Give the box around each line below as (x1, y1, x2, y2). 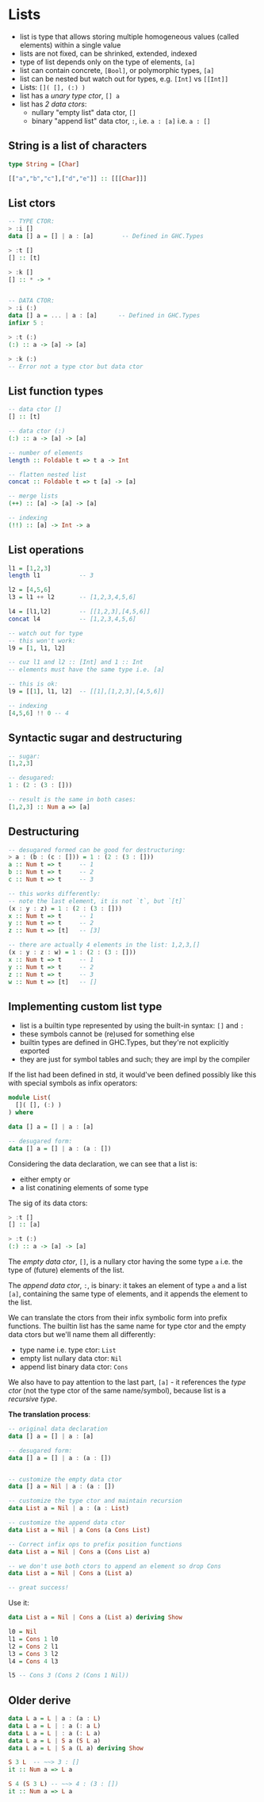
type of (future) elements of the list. (8, 1266, 124, 1274)
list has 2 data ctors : (19, 99, 87, 109)
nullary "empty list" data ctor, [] (31, 107, 136, 117)
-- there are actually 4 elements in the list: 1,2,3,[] (8, 941, 201, 949)
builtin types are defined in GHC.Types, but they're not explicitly (19, 1038, 229, 1047)
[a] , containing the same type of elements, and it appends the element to (8, 1289, 248, 1298)
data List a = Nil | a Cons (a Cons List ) (8, 1526, 151, 1534)
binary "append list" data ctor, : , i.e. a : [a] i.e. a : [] (31, 116, 212, 125)
